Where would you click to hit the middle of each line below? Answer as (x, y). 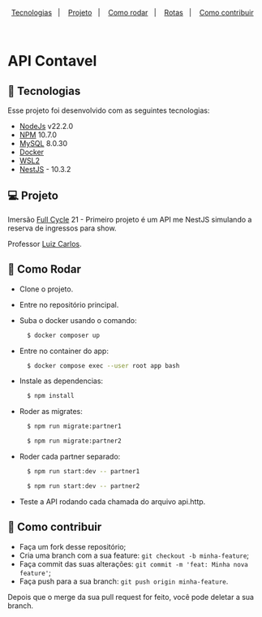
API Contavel (52, 61)
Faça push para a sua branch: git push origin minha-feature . (124, 581)
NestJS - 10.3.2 (45, 169)
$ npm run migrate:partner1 (75, 426)
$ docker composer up (64, 335)
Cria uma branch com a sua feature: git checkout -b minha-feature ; (134, 555)
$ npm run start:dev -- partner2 (84, 486)
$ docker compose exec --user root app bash (103, 365)
